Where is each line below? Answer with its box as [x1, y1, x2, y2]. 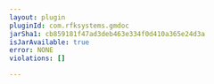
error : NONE [9, 46, 53, 55]
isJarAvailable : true [9, 37, 90, 47]
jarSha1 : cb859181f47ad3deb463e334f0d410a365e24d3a [9, 29, 205, 38]
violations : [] [9, 54, 66, 63]
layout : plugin [9, 12, 66, 22]
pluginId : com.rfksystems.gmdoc [9, 21, 129, 30]
